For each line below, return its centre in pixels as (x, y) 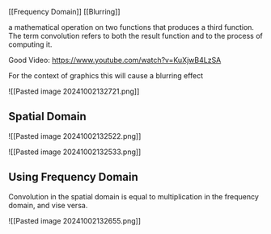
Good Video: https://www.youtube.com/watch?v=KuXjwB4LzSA (115, 60)
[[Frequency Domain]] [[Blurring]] (64, 12)
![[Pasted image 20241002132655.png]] (75, 220)
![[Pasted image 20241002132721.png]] (74, 91)
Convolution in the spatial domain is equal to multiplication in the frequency (133, 196)
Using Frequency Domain (74, 177)
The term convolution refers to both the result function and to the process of (135, 36)
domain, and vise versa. (48, 205)
